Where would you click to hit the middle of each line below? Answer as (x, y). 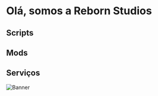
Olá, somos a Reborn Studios (79, 11)
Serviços (23, 73)
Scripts (20, 33)
